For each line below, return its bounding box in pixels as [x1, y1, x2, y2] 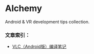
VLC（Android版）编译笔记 [12, 44, 67, 50]
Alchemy [5, 3, 42, 14]
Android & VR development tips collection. [5, 19, 90, 25]
